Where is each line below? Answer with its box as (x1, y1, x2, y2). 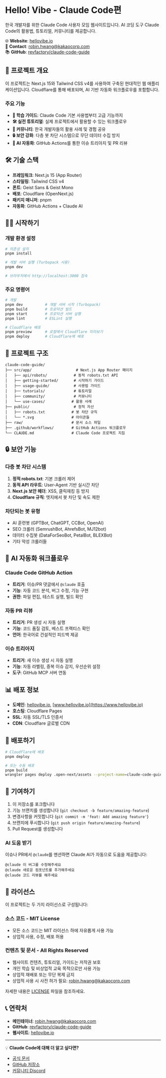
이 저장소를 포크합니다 (12, 801, 55, 807)
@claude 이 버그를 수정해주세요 (5, 863, 61, 868)
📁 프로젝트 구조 (5, 349, 48, 357)
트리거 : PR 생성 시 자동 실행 (12, 620, 66, 625)
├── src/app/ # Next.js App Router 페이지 (5, 368, 133, 373)
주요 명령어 (5, 286, 30, 293)
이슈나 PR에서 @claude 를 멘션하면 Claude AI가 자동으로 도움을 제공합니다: (5, 852, 147, 858)
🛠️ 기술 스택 (5, 156, 39, 165)
